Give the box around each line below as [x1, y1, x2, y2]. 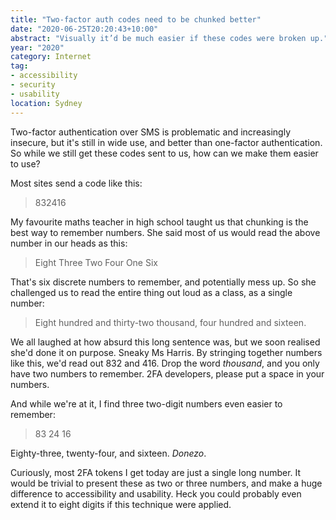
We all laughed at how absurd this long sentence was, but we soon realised [10, 336, 321, 348]
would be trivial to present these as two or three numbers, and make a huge [10, 477, 323, 489]
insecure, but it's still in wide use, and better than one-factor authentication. [10, 136, 323, 148]
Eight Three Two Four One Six [34, 256, 158, 268]
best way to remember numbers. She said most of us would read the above [10, 226, 321, 238]
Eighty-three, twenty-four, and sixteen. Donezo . [10, 447, 207, 459]
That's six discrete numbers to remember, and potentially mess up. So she [10, 276, 317, 288]
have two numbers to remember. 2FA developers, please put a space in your [10, 367, 325, 380]
